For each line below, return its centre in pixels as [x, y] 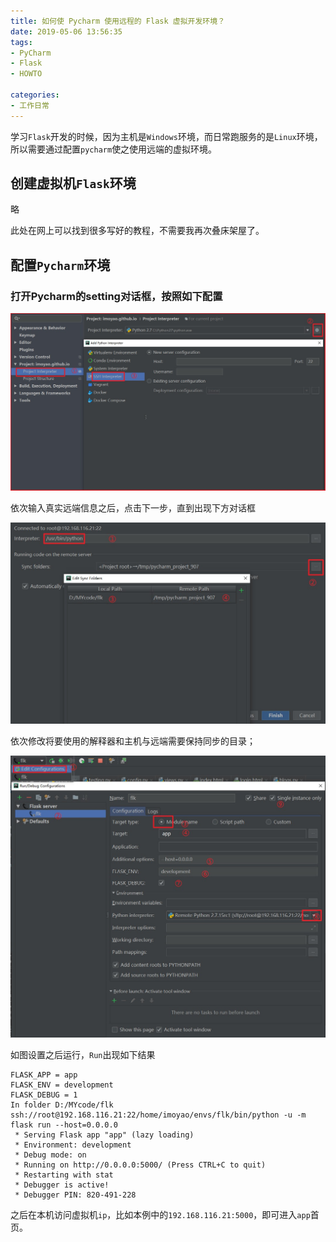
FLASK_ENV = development [62, 1085]
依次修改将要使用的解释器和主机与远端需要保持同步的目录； [133, 741]
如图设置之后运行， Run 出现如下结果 [83, 1054]
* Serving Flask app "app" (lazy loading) [104, 1135]
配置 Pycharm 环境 [60, 265]
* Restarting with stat [64, 1175]
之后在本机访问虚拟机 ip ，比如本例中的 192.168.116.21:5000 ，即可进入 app [160, 1214]
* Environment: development [73, 1145]
